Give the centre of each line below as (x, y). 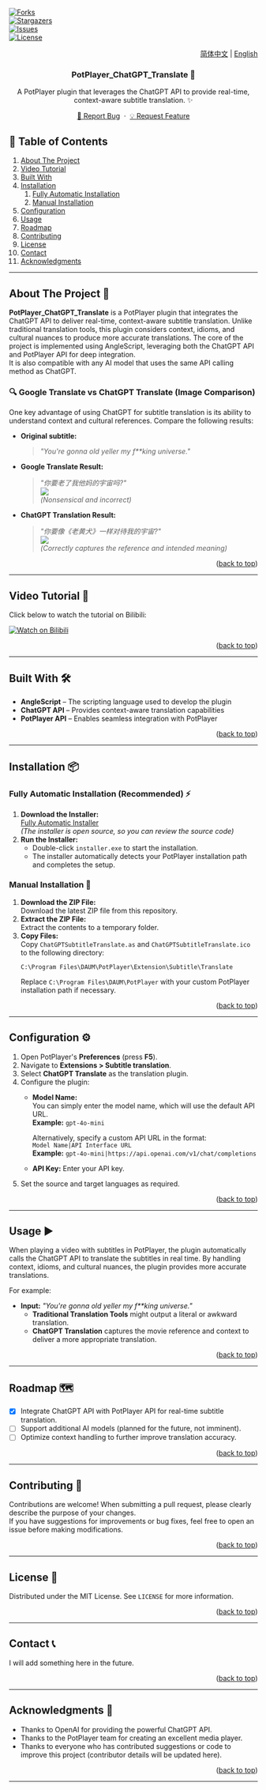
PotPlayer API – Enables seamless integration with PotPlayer (119, 718)
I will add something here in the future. (72, 1663)
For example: (30, 1291)
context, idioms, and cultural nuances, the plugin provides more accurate (128, 1267)
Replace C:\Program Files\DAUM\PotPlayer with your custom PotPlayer (135, 982)
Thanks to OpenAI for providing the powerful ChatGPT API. (116, 1729)
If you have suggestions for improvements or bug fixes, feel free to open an (132, 1521)
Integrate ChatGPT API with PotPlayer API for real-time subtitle (122, 1411)
